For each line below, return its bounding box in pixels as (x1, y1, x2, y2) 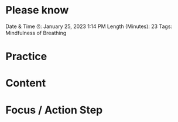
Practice (5, 50, 47, 63)
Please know (5, 4, 69, 17)
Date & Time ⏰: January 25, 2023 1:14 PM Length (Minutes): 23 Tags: (5, 23, 173, 30)
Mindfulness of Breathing (5, 29, 67, 36)
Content (5, 76, 46, 90)
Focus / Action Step (5, 103, 103, 117)
